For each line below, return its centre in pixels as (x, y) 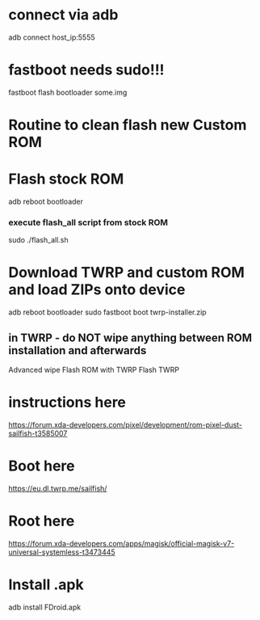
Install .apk (46, 585)
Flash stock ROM (66, 179)
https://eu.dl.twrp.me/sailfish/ (58, 488)
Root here (42, 521)
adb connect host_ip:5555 (52, 37)
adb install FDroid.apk (45, 607)
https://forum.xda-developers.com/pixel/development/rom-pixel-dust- (126, 424)
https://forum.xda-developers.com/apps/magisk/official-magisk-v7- (122, 543)
